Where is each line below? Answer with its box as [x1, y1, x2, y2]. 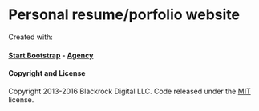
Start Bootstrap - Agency [8, 50, 94, 60]
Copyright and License [8, 69, 86, 78]
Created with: [8, 32, 54, 42]
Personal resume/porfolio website [8, 6, 241, 24]
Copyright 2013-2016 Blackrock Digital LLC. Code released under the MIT [8, 86, 251, 96]
